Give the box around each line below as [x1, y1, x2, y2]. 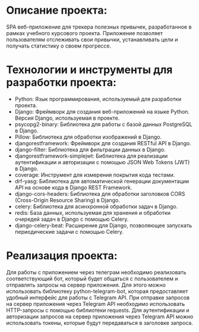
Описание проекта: [6, 4, 108, 17]
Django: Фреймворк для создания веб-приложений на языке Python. [14, 108, 190, 115]
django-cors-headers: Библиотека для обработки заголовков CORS [14, 190, 185, 197]
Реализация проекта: [6, 249, 118, 262]
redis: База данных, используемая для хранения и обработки [14, 209, 171, 216]
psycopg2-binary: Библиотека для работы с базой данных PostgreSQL [14, 120, 192, 128]
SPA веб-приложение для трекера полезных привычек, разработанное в [6, 23, 192, 30]
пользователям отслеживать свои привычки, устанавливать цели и [6, 36, 178, 43]
